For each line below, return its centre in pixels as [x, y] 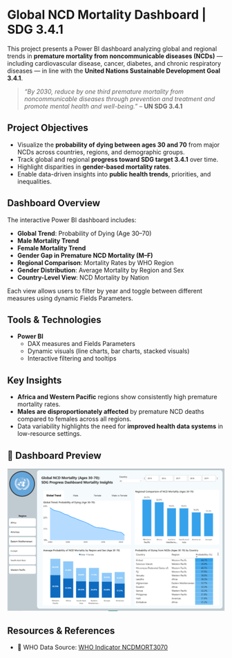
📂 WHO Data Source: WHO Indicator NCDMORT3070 [92, 648]
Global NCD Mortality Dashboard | [107, 15]
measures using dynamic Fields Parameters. [70, 298]
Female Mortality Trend [51, 248]
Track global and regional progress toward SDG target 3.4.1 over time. [118, 159]
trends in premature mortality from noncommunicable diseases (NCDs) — [115, 56]
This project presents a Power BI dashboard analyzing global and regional [112, 48]
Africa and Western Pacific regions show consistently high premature [117, 397]
